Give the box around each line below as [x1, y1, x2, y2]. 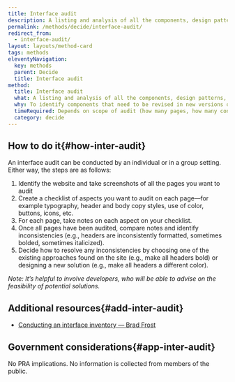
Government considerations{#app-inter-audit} [8, 341, 215, 353]
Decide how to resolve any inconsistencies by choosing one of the [17, 246, 209, 255]
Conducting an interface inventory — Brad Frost [17, 321, 156, 329]
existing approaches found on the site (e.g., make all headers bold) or [17, 254, 218, 262]
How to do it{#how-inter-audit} [8, 140, 146, 152]
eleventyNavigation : [8, 56, 68, 63]
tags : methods [8, 50, 50, 57]
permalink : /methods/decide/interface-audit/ [8, 23, 142, 30]
